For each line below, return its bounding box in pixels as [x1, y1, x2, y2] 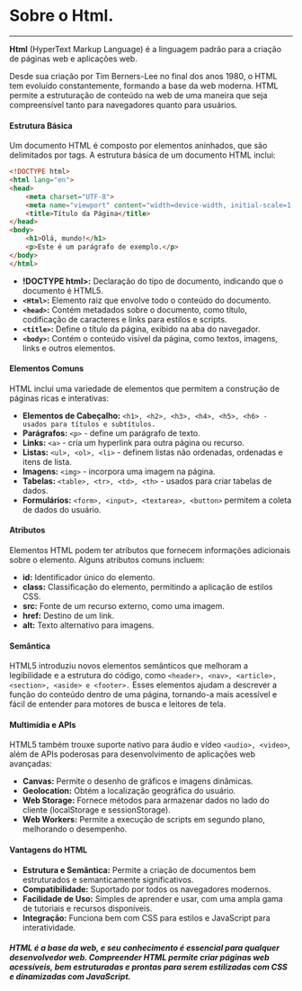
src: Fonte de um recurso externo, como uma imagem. [22, 601, 225, 612]
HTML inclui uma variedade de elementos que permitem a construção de [9, 383, 280, 394]
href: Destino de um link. [22, 610, 115, 622]
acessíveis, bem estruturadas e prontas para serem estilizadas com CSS [9, 961, 288, 973]
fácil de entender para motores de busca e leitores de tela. [9, 699, 226, 710]
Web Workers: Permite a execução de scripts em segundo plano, [22, 814, 265, 825]
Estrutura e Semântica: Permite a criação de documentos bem [22, 864, 256, 875]
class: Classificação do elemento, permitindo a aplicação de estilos [22, 582, 273, 593]
